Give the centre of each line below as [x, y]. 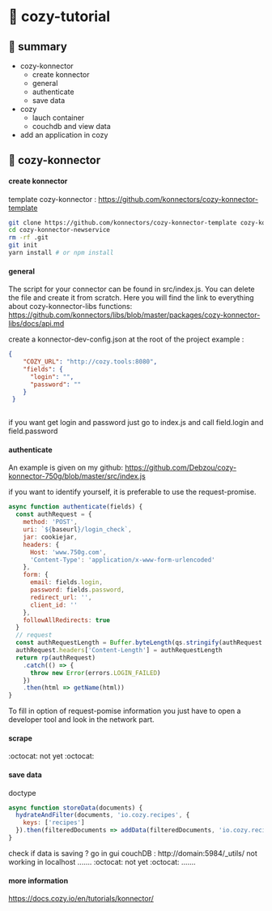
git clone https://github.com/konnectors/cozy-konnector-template [123, 222]
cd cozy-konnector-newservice [59, 230]
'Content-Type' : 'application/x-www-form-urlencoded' [123, 560]
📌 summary [38, 47]
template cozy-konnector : [53, 199]
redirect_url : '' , [61, 597]
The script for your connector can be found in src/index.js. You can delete [132, 289]
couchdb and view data [71, 126]
